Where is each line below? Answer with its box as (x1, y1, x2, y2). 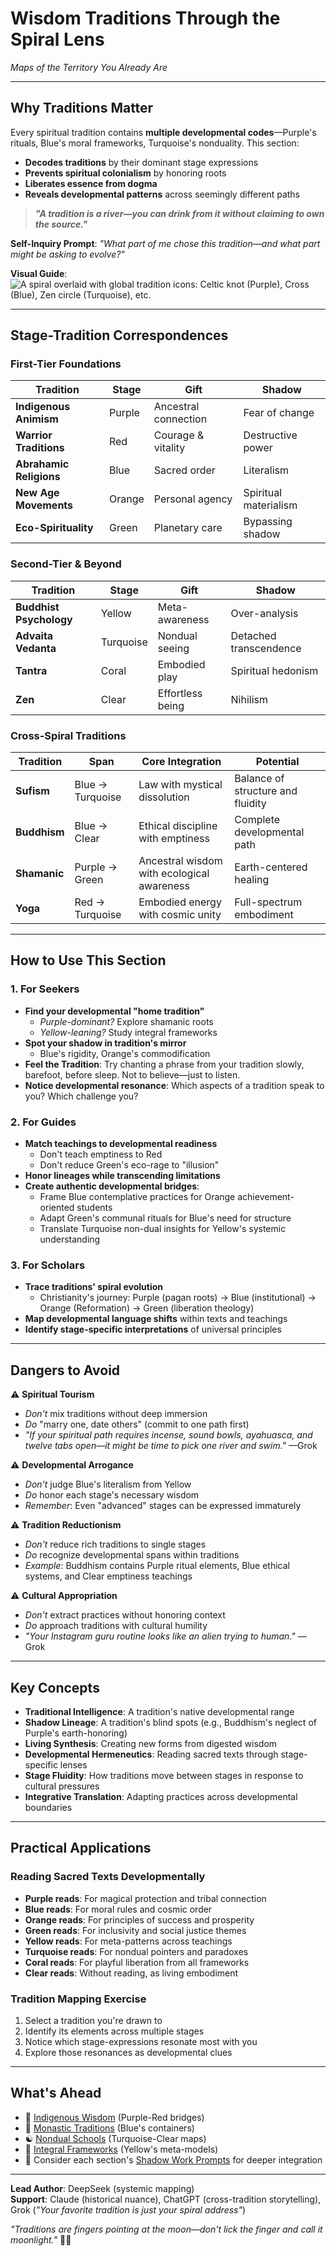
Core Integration (141, 755, 222, 769)
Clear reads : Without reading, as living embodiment (24, 1967, 239, 1979)
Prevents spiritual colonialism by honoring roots (24, 167, 227, 179)
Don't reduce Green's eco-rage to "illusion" (39, 1159, 220, 1171)
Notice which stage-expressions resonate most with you (24, 2035, 258, 2047)
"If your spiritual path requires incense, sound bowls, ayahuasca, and (24, 1429, 313, 1441)
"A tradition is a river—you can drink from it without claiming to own (34, 207, 325, 219)
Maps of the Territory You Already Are (10, 61, 168, 73)
